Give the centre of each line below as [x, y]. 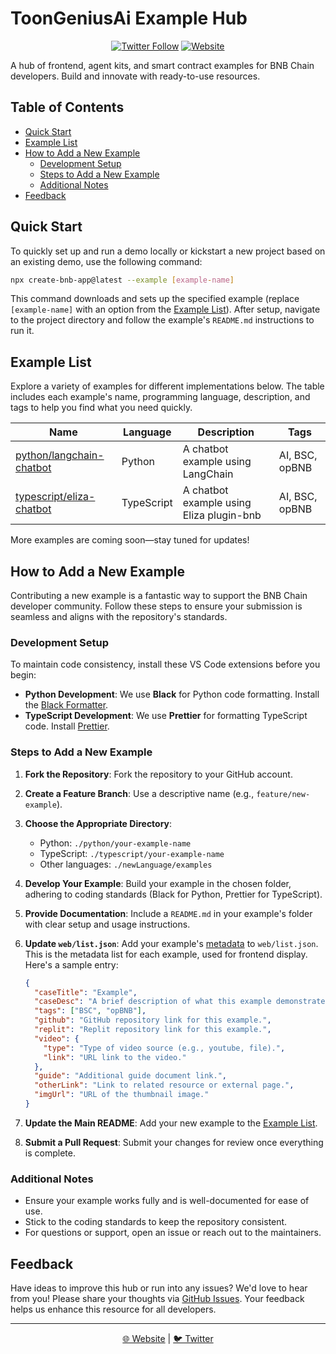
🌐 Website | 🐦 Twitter [168, 1339]
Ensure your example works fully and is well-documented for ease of [167, 1201]
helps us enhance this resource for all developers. [113, 1309]
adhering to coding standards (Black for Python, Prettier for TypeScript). [173, 894]
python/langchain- [60, 455]
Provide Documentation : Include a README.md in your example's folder [168, 913]
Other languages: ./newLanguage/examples [126, 864]
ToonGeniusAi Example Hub [129, 18]
